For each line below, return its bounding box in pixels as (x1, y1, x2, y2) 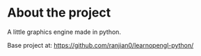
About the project (7, 5, 111, 21)
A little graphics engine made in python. (7, 28, 122, 36)
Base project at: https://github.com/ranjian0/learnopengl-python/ (7, 41, 194, 49)
